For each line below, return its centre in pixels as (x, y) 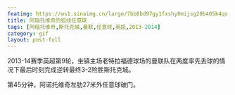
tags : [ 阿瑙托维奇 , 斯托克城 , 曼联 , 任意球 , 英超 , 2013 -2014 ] (84, 27)
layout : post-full (34, 40)
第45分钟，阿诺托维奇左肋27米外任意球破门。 (73, 84)
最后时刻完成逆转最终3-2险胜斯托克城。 (77, 70)
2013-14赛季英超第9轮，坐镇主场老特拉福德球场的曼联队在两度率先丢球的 (113, 61)
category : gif (28, 33)
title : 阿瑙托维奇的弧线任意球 (47, 20)
